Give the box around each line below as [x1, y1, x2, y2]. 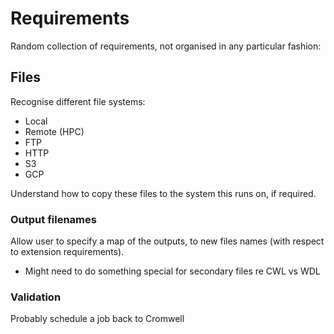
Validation [10, 290, 62, 304]
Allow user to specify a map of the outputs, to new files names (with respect [10, 235, 325, 247]
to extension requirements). [10, 246, 125, 258]
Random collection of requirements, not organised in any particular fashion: [10, 40, 322, 52]
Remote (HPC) [24, 125, 85, 137]
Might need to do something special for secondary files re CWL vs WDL [24, 265, 321, 277]
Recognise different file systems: [10, 95, 146, 107]
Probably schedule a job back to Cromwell [10, 313, 185, 325]
